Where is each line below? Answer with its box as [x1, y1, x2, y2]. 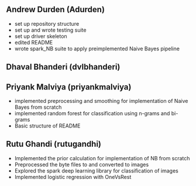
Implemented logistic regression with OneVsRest [14, 173, 132, 180]
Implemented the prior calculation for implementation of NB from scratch [14, 154, 190, 161]
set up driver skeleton [14, 32, 67, 40]
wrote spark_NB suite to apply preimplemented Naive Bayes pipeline [14, 45, 180, 52]
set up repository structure [14, 20, 80, 27]
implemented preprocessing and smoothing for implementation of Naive [14, 98, 188, 105]
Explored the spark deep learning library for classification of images [14, 167, 178, 174]
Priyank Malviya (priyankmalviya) [6, 82, 132, 92]
